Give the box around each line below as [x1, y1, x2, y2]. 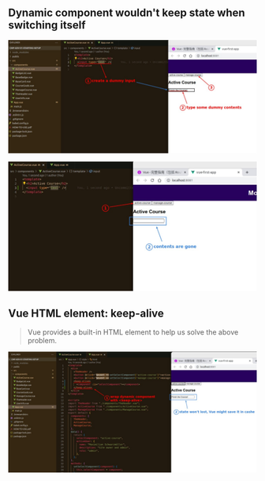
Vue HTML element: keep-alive [8, 306, 164, 320]
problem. [27, 336, 58, 346]
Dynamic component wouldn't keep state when [8, 6, 246, 20]
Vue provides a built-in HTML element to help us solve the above [27, 327, 239, 337]
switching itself [8, 19, 86, 32]
